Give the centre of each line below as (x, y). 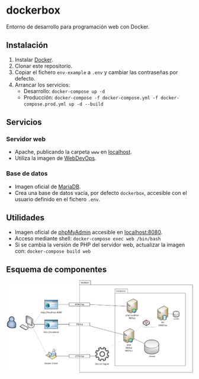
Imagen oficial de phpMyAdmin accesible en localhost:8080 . (89, 232)
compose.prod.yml (45, 104)
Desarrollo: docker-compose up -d (64, 91)
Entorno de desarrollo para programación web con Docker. (78, 27)
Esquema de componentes (57, 269)
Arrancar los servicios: (42, 85)
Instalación (27, 45)
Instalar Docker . (34, 59)
